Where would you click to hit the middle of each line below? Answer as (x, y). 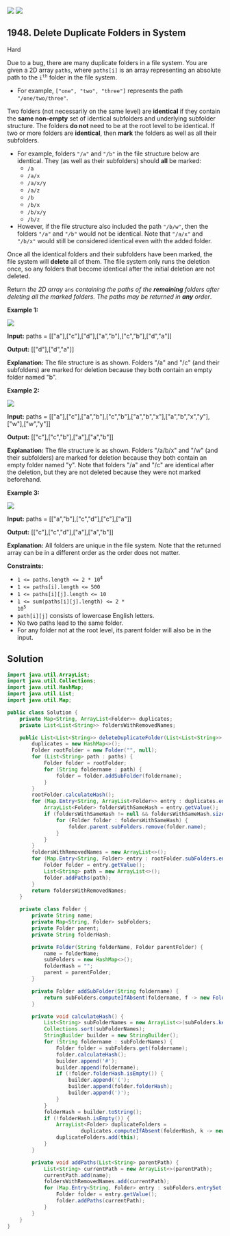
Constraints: (25, 566)
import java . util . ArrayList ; (49, 675)
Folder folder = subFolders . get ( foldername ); (122, 1048)
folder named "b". (32, 377)
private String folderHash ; (72, 935)
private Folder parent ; (65, 928)
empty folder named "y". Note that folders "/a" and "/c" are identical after (111, 465)
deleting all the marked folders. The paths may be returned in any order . (110, 296)
